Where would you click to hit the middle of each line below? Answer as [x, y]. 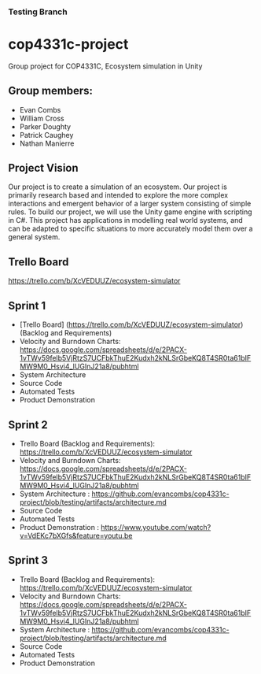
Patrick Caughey [46, 135]
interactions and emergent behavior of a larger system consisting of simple [130, 204]
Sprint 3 [28, 560]
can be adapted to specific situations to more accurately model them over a [130, 229]
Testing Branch [38, 12]
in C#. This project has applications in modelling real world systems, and [126, 220]
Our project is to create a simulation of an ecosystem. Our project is [118, 187]
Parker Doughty [45, 126]
